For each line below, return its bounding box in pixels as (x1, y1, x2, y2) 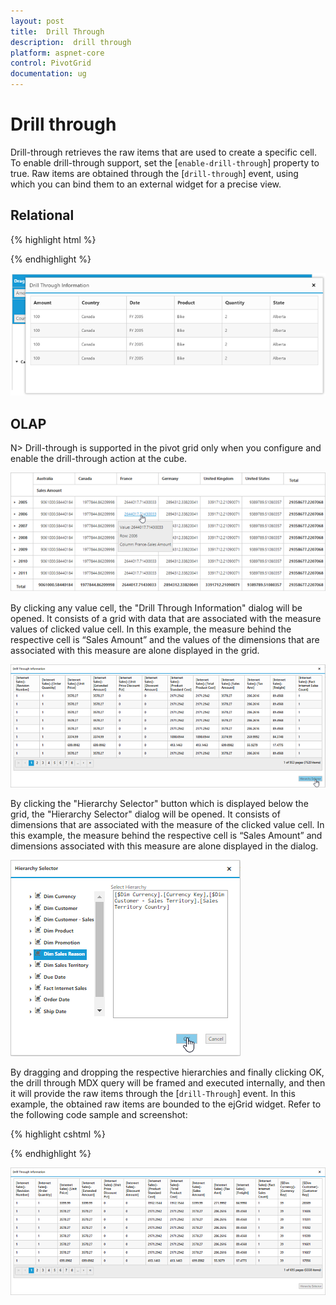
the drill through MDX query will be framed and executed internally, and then (10, 1076, 326, 1089)
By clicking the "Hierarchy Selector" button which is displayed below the (10, 797, 309, 809)
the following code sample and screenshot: (10, 1108, 188, 1120)
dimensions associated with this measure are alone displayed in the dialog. (10, 840, 319, 852)
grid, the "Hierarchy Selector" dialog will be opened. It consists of (10, 808, 281, 820)
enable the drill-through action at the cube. (10, 453, 188, 465)
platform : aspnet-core (10, 48, 105, 58)
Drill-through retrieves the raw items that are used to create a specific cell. (10, 146, 317, 158)
